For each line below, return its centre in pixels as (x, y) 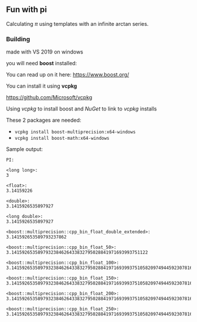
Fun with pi (26, 10)
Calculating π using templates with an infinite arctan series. (77, 24)
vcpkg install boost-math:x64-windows (62, 138)
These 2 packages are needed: (44, 120)
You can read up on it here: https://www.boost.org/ (68, 75)
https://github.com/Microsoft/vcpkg (49, 98)
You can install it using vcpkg (42, 86)
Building (18, 39)
